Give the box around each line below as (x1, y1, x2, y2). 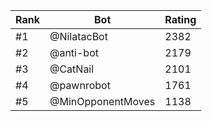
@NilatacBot (49, 30, 108, 43)
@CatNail (49, 62, 95, 76)
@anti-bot (49, 46, 99, 59)
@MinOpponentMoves (49, 95, 156, 108)
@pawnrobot (49, 79, 111, 92)
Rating (164, 13, 197, 26)
